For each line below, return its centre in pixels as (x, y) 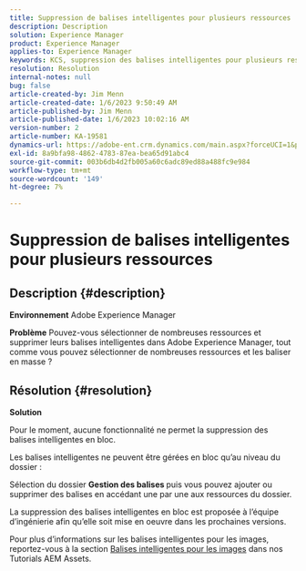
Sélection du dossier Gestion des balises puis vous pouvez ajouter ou (141, 484)
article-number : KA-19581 (58, 137)
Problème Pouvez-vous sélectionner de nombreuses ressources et (135, 332)
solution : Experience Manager (67, 35)
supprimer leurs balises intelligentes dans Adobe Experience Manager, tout (150, 342)
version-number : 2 (44, 128)
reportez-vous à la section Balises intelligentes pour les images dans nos (147, 548)
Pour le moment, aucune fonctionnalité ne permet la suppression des (139, 430)
